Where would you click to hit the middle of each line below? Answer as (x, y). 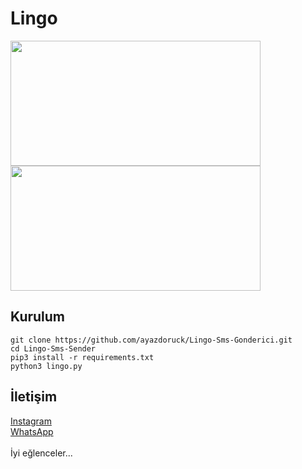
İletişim (34, 397)
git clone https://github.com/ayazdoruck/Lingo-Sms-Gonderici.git (151, 340)
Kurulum (38, 317)
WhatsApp (32, 431)
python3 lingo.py (46, 366)
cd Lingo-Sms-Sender (53, 348)
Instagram (31, 421)
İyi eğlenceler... (41, 453)
